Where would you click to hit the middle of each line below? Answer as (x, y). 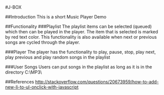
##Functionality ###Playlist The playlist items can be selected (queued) (79, 26)
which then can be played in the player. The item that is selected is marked (82, 32)
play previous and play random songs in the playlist (58, 57)
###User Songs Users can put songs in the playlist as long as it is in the (79, 67)
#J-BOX (13, 7)
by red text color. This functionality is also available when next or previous (81, 37)
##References (20, 82)
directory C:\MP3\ (24, 72)
